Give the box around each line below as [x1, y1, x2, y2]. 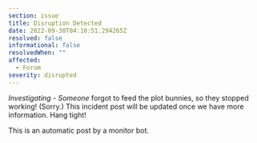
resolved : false [8, 34, 62, 42]
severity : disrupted [8, 71, 78, 79]
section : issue [8, 11, 59, 20]
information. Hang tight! [8, 109, 86, 120]
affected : [8, 57, 42, 65]
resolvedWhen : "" [8, 49, 66, 57]
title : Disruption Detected [8, 19, 102, 27]
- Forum [15, 64, 42, 72]
